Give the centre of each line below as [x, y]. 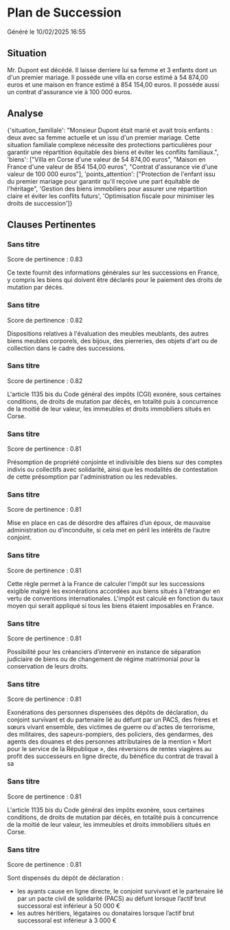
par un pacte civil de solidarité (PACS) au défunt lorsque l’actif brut [111, 898]
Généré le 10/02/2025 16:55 [46, 32]
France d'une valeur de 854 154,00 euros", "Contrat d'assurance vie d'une [113, 166]
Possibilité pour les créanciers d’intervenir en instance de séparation [104, 652]
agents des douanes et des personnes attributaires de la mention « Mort [109, 742]
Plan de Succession [64, 13]
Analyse [25, 114]
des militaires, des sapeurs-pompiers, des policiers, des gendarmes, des [110, 735]
